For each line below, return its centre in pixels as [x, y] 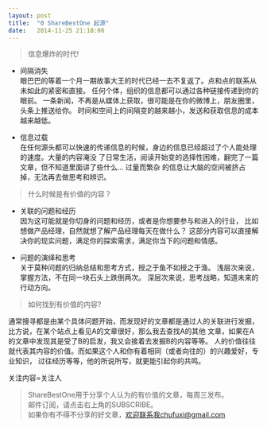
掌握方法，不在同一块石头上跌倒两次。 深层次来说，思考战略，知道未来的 [139, 278]
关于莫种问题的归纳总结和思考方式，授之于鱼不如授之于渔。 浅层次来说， [139, 268]
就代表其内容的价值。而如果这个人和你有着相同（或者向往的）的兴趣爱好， [130, 351]
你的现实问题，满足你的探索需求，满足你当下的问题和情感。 [124, 241]
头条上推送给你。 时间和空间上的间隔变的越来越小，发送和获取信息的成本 [139, 111]
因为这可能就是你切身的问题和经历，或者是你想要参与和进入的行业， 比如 [139, 221]
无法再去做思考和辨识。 [72, 177]
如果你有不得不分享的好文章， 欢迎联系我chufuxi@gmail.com [126, 415]
